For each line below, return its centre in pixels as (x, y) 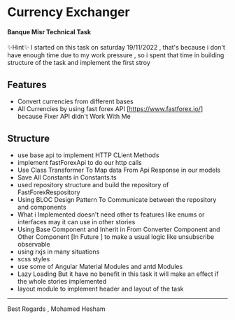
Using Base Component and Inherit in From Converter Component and (119, 230)
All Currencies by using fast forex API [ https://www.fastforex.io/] (110, 109)
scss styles (34, 259)
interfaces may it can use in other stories (76, 222)
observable (34, 245)
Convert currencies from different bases (76, 101)
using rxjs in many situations (58, 252)
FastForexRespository (49, 192)
